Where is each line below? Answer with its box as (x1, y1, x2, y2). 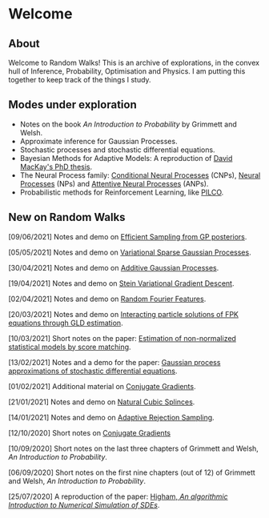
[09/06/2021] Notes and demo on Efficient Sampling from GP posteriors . (8, 231, 247, 241)
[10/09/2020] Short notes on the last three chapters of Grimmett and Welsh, (8, 444, 259, 453)
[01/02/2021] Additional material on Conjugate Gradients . (8, 381, 196, 391)
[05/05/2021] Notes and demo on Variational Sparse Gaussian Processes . (8, 247, 251, 257)
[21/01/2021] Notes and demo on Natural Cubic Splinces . (8, 397, 195, 407)
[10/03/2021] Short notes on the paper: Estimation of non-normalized (8, 333, 236, 343)
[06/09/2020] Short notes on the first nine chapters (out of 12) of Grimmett (8, 468, 256, 477)
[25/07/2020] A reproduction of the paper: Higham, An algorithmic (8, 492, 228, 501)
